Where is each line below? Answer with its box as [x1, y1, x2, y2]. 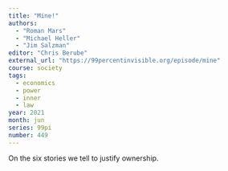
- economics [15, 79, 56, 87]
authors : [8, 19, 38, 27]
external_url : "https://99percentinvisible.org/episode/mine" [8, 57, 221, 65]
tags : [8, 71, 26, 79]
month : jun [8, 116, 45, 124]
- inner [15, 94, 42, 102]
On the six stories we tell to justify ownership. [8, 153, 159, 163]
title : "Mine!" [8, 11, 59, 20]
